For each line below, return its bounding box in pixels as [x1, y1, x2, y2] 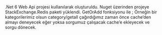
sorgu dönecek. [5, 24, 36, 30]
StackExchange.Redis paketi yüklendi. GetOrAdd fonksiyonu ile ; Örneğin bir [5, 9, 157, 15]
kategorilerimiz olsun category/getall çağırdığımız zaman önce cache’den [5, 14, 151, 20]
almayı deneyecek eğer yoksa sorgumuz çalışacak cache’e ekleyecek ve [5, 19, 150, 25]
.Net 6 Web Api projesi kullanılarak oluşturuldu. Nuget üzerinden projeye [5, 4, 149, 10]
